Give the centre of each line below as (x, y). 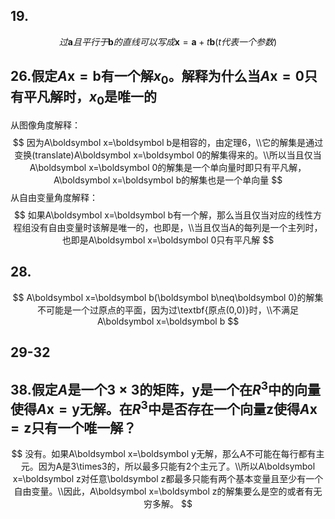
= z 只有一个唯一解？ (73, 427)
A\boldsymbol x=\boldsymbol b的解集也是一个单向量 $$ (168, 180)
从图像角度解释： (45, 125)
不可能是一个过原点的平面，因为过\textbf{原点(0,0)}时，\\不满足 (168, 310)
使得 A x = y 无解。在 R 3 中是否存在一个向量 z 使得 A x (164, 407)
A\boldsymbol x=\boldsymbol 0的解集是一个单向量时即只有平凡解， (168, 167)
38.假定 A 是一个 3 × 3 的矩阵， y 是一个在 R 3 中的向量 (166, 388)
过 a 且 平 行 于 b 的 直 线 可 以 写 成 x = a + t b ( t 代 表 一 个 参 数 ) (168, 41)
